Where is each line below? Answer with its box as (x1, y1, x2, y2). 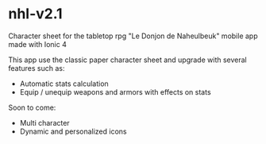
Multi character (19, 118, 70, 127)
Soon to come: (8, 103, 56, 112)
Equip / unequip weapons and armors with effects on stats (19, 87, 212, 96)
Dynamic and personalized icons (19, 126, 127, 136)
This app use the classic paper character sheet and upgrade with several (8, 55, 248, 64)
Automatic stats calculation (19, 79, 109, 88)
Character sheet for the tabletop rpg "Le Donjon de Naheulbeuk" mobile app (8, 31, 258, 41)
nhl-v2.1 (8, 5, 63, 23)
